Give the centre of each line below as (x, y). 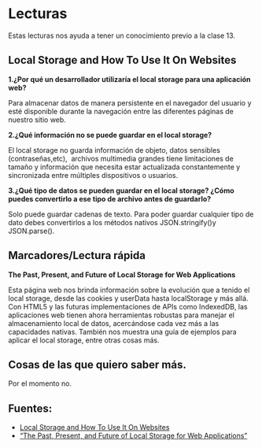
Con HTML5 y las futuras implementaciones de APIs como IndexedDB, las (128, 306)
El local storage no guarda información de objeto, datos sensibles (114, 150)
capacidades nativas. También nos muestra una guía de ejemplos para (123, 331)
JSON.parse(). (31, 231)
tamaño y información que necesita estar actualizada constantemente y (124, 167)
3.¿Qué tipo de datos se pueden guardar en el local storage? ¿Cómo (121, 191)
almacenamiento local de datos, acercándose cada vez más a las (114, 323)
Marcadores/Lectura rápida (77, 255)
